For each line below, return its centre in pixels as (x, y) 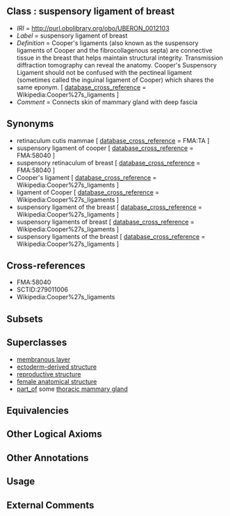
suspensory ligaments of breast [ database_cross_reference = (106, 222)
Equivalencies (38, 411)
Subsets (25, 319)
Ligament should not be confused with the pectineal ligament (104, 72)
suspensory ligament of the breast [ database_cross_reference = (109, 207)
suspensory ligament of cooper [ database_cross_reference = (105, 148)
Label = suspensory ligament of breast (72, 35)
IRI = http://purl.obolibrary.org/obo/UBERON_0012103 (93, 28)
